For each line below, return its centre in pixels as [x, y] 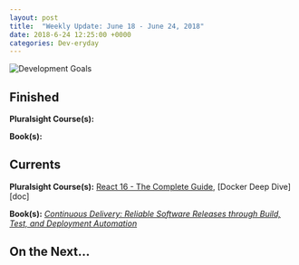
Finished [34, 97]
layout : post [34, 18]
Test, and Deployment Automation [73, 223]
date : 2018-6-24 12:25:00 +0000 [70, 34]
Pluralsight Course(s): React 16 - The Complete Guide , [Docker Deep [140, 186]
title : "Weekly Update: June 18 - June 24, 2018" [107, 26]
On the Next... [50, 252]
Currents [35, 165]
